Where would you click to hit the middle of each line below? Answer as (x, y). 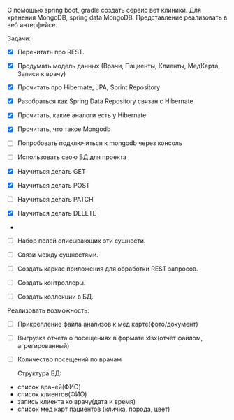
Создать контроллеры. (51, 283)
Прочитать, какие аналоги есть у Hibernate (82, 115)
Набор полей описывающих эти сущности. (81, 241)
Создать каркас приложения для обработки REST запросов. (108, 269)
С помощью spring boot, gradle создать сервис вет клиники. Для (104, 10)
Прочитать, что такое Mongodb (64, 129)
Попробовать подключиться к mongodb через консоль (100, 143)
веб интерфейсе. (32, 25)
